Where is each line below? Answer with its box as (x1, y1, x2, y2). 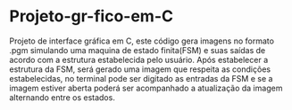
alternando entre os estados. (9, 91, 116, 103)
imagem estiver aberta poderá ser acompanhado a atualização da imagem (9, 82, 283, 93)
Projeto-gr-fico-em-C (9, 6, 174, 27)
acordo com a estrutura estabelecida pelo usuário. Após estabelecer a (9, 54, 269, 65)
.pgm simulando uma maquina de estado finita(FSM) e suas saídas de (9, 44, 266, 55)
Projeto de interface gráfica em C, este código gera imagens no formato (9, 35, 275, 46)
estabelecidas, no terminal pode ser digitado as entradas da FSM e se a (9, 73, 273, 83)
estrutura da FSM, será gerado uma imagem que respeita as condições (9, 64, 271, 75)
